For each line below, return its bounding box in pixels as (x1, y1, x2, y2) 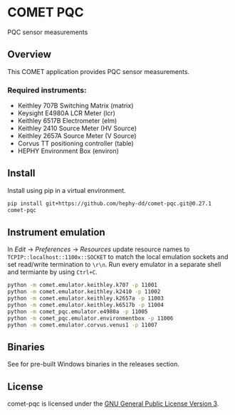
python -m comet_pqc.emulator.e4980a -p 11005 (7, 308, 148, 315)
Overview (7, 48, 52, 61)
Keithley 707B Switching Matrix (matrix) (17, 101, 134, 110)
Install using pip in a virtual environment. (7, 186, 126, 194)
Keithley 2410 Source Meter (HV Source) (17, 124, 137, 132)
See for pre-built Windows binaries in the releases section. (7, 360, 179, 369)
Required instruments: (7, 85, 87, 95)
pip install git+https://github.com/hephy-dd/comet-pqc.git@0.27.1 (7, 200, 212, 207)
